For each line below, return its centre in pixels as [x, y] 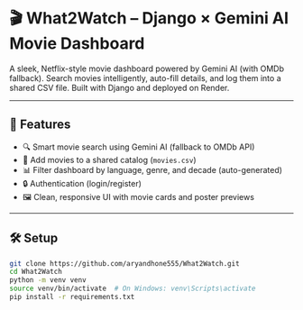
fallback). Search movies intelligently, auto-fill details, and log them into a [145, 77]
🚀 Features [40, 125]
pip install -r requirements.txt [72, 297]
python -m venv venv [48, 280]
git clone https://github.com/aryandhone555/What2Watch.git [125, 263]
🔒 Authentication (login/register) [82, 183]
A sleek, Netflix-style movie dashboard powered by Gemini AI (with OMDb [147, 68]
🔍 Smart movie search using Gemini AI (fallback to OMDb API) [138, 147]
